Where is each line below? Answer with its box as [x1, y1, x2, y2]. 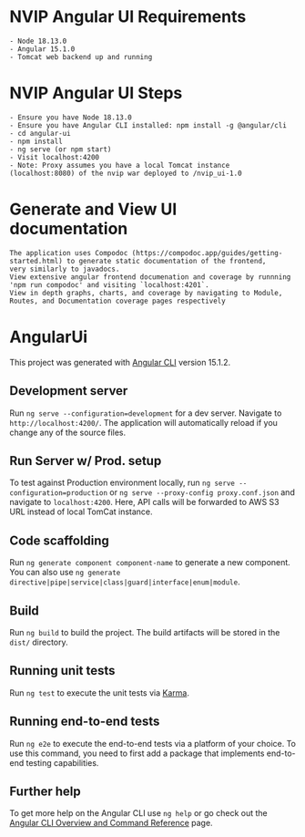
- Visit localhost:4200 [9, 152, 100, 161]
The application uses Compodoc [9, 248, 128, 257]
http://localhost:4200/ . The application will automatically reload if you [9, 417, 278, 428]
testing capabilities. [25, 757, 99, 768]
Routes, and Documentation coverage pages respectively [9, 296, 226, 305]
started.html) [9, 256, 64, 265]
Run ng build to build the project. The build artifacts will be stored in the [9, 627, 280, 637]
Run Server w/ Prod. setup [9, 453, 162, 469]
